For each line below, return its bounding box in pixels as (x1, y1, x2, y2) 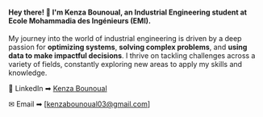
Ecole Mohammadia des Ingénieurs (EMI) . (8, 15, 152, 25)
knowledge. (8, 68, 48, 77)
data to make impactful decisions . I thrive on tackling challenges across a (8, 51, 256, 61)
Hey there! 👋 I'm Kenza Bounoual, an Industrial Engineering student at (8, 7, 248, 17)
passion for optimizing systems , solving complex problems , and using (8, 42, 248, 52)
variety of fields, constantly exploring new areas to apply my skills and (8, 60, 243, 69)
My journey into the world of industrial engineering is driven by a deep (8, 34, 242, 44)
